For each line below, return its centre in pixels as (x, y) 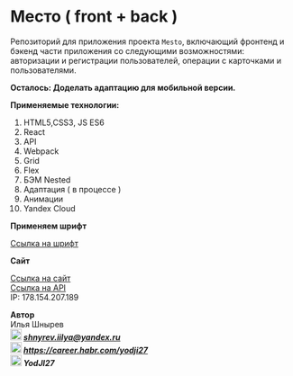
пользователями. (43, 70)
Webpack (41, 151)
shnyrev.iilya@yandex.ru (72, 337)
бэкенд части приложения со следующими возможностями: (127, 50)
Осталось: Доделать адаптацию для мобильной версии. (123, 87)
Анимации (43, 199)
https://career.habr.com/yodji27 (85, 350)
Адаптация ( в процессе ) (72, 189)
